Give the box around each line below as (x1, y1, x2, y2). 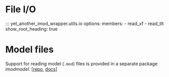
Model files (5, 44, 54, 56)
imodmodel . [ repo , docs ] (5, 66, 58, 72)
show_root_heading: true (5, 25, 58, 32)
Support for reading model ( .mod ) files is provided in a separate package (5, 60, 158, 67)
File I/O (5, 4, 36, 15)
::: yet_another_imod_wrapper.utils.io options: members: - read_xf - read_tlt (5, 20, 164, 27)
